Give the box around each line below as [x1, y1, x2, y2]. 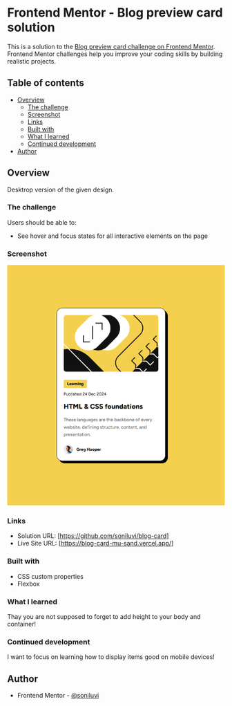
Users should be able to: [7, 218, 77, 226]
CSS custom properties [17, 572, 84, 580]
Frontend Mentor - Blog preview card [7, 5, 223, 21]
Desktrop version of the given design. [7, 185, 115, 194]
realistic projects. [7, 57, 57, 65]
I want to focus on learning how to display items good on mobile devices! [7, 653, 215, 661]
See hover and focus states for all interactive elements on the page [17, 232, 209, 240]
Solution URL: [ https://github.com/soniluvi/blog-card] [17, 532, 169, 540]
